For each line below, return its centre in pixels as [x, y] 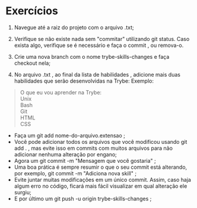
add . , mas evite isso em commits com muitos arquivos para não [93, 148]
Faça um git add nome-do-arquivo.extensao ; [69, 135]
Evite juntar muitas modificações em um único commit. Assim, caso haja [102, 179]
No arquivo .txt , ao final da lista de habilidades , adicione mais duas [97, 74]
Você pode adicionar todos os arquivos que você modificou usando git [101, 141]
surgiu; [23, 192]
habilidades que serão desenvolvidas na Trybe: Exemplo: [84, 81]
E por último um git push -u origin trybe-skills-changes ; [83, 198]
